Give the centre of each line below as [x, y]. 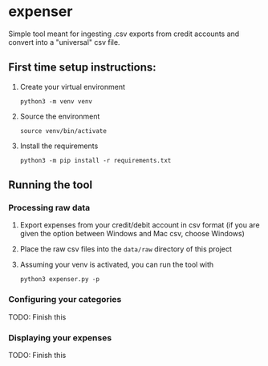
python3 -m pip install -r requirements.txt [95, 160]
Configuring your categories [65, 300]
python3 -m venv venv [56, 101]
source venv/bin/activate [63, 131]
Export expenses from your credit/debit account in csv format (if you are [140, 225]
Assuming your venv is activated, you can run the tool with [117, 265]
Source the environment [60, 116]
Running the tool [51, 185]
